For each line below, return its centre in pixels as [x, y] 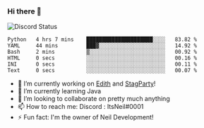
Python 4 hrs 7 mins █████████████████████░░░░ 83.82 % [102, 40]
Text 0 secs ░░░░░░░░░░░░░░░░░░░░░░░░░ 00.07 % [102, 71]
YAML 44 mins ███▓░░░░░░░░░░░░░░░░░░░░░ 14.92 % [102, 46]
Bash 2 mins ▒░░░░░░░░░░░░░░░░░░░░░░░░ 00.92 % [102, 52]
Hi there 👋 [25, 11]
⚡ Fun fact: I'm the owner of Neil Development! [85, 117]
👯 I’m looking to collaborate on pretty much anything [94, 99]
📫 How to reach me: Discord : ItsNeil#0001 [80, 107]
